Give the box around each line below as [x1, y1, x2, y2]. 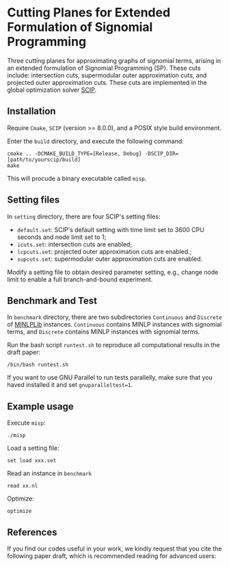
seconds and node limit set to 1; [16, 233, 107, 241]
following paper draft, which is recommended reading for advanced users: [7, 552, 217, 559]
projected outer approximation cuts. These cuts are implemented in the [7, 78, 207, 86]
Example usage [7, 401, 74, 412]
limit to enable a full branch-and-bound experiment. [7, 275, 153, 283]
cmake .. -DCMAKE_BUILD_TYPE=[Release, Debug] [7, 150, 142, 157]
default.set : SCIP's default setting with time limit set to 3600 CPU [16, 225, 205, 234]
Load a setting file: [7, 444, 59, 453]
